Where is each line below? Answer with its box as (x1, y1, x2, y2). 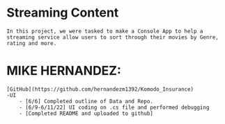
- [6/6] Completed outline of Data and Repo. (19, 98, 154, 105)
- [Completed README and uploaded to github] (19, 109, 154, 117)
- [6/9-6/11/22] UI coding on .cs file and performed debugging (19, 104, 210, 111)
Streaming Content (6, 5, 119, 21)
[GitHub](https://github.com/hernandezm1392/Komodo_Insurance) (6, 85, 194, 93)
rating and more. (6, 39, 57, 46)
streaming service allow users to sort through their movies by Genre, (6, 33, 219, 41)
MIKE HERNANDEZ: (6, 63, 121, 79)
